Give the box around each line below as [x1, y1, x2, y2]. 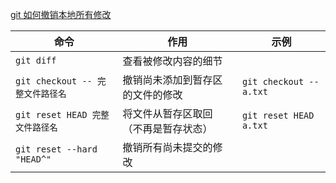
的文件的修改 [122, 88, 183, 102]
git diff [15, 55, 57, 66]
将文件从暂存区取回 [122, 107, 213, 120]
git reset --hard [15, 144, 98, 155]
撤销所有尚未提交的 [122, 141, 213, 154]
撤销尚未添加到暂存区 [122, 73, 223, 87]
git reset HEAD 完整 [15, 109, 110, 120]
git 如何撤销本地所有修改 [10, 9, 112, 20]
